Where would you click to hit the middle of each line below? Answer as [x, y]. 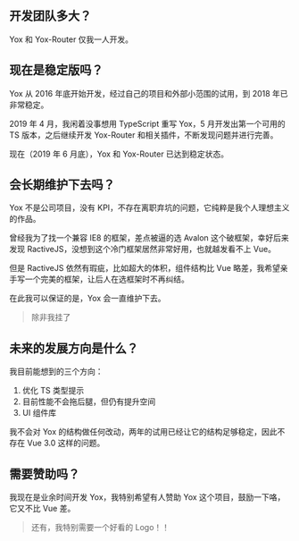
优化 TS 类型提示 [53, 391]
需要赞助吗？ [45, 473]
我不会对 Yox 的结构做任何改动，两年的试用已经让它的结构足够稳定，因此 [144, 432]
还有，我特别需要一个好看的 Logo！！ [100, 528]
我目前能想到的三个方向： [56, 372]
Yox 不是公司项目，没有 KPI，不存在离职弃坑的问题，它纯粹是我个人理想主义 [149, 207]
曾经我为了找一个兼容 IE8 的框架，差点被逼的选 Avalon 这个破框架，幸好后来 [149, 238]
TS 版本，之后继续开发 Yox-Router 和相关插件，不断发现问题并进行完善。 [144, 135]
